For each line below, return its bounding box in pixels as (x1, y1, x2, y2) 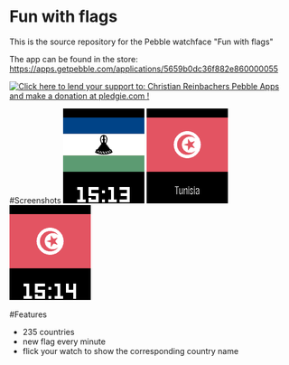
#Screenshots (9, 194, 61, 205)
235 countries (22, 326, 75, 337)
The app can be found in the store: (9, 53, 138, 64)
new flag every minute (22, 336, 107, 347)
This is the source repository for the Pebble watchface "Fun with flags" (9, 36, 274, 47)
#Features (9, 309, 48, 320)
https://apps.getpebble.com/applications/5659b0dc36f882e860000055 (9, 63, 278, 74)
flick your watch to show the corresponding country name (22, 345, 239, 356)
